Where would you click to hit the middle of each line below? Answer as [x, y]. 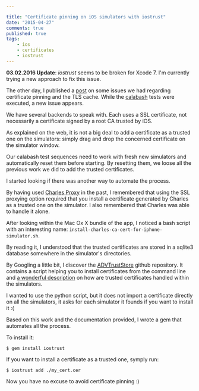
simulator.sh [22, 236]
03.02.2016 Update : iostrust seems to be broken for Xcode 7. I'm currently [98, 73]
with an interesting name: [37, 229]
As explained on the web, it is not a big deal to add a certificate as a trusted [99, 132]
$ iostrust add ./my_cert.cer [44, 370]
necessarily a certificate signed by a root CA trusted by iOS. [79, 121]
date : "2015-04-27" [30, 22]
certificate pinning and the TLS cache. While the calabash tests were [90, 96]
